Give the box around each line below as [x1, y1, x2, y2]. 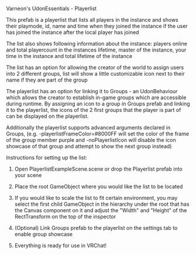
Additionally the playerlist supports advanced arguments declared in [6, 124, 171, 131]
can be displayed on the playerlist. [6, 113, 89, 120]
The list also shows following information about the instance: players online [6, 40, 187, 47]
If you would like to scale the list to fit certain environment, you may [14, 195, 178, 201]
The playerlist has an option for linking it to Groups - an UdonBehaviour [6, 88, 178, 94]
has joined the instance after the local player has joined [6, 29, 139, 36]
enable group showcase [14, 231, 73, 237]
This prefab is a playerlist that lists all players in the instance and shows [6, 16, 178, 23]
